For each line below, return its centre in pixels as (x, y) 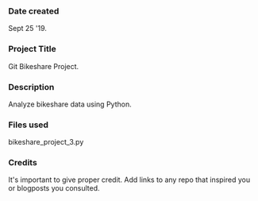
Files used (29, 125)
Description (31, 87)
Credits (23, 163)
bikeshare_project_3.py (46, 142)
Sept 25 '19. (28, 29)
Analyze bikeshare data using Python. (70, 104)
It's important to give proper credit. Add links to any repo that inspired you (129, 180)
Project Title (33, 49)
